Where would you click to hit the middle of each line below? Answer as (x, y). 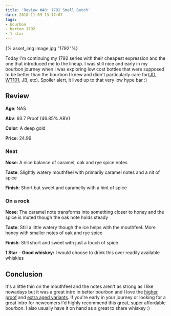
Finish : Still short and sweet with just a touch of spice (62, 243)
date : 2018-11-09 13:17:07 (34, 15)
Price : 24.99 (18, 138)
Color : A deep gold (25, 128)
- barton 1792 (20, 29)
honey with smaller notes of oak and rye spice (54, 233)
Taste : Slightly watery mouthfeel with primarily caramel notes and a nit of (83, 172)
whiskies (15, 258)
